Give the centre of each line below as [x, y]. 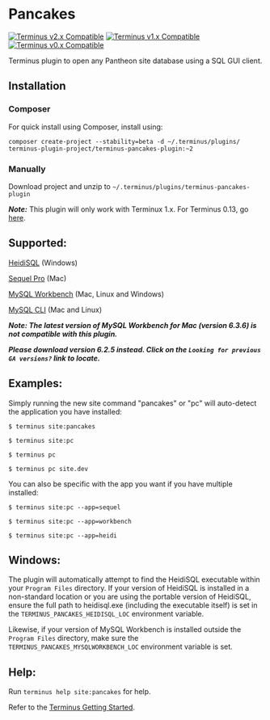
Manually [27, 169]
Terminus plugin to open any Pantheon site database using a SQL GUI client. [135, 61]
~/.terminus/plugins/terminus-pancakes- [181, 187]
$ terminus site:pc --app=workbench [70, 521]
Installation [37, 86]
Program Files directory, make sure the [74, 638]
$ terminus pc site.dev [49, 469]
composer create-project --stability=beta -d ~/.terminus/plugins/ [124, 141]
